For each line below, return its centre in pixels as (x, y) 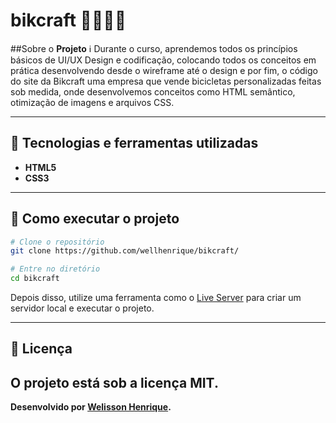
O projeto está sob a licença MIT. (114, 382)
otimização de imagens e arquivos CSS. (92, 102)
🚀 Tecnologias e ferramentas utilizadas (134, 143)
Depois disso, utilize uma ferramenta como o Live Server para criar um (156, 298)
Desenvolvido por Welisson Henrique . (91, 407)
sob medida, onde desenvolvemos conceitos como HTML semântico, (153, 91)
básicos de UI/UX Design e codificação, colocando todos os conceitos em (163, 60)
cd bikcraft (35, 279)
